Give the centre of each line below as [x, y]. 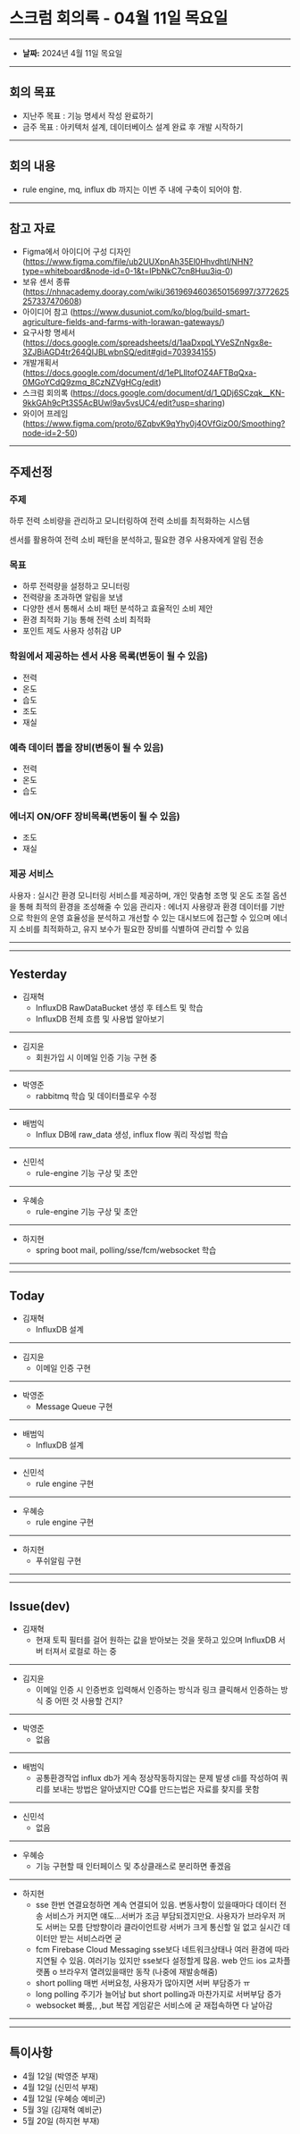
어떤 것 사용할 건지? [89, 1701]
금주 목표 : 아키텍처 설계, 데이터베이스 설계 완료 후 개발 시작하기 [133, 127]
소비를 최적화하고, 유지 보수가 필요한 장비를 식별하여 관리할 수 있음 [134, 928]
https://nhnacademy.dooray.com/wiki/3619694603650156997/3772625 [158, 292]
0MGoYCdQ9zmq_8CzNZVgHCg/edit [90, 382]
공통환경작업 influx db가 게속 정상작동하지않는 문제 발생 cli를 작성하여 [157, 1777]
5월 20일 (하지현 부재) [61, 2121]
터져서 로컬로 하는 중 [81, 1651]
